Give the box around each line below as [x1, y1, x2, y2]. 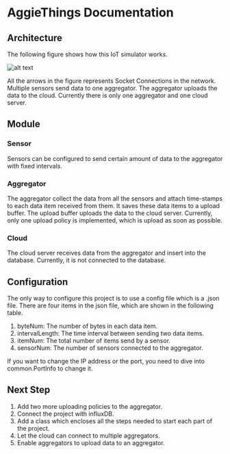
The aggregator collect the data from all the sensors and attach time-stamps [7, 194, 223, 203]
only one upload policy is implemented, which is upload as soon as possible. [7, 216, 222, 224]
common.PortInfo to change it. [7, 364, 93, 373]
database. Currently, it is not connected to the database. [7, 256, 166, 264]
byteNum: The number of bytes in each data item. [16, 322, 157, 330]
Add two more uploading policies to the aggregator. [16, 402, 163, 410]
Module [7, 118, 40, 130]
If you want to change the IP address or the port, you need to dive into [7, 357, 205, 366]
